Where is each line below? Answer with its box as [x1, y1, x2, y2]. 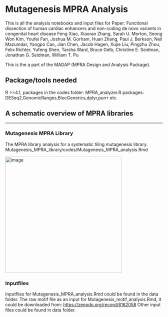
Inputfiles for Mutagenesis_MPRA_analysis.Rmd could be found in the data [5, 291, 158, 297]
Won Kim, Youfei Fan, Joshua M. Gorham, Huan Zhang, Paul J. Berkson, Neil [5, 36, 162, 42]
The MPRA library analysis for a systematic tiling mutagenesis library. [5, 141, 148, 147]
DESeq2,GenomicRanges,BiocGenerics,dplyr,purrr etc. [5, 94, 118, 100]
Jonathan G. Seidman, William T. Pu [5, 51, 79, 58]
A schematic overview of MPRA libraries [5, 109, 133, 118]
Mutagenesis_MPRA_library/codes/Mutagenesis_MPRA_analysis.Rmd [5, 146, 148, 152]
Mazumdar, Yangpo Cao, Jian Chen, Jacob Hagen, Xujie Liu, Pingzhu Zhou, [5, 41, 161, 47]
